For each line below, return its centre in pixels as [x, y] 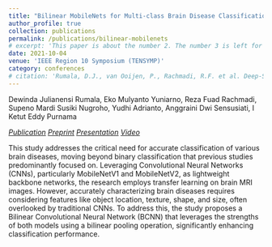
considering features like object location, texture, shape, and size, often [128, 199]
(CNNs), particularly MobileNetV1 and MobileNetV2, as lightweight [119, 173]
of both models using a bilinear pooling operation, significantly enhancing [131, 225]
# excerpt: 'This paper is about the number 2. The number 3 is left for [136, 46]
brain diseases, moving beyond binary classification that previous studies [131, 156]
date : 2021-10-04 [38, 53]
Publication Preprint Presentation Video [74, 132]
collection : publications [52, 31]
